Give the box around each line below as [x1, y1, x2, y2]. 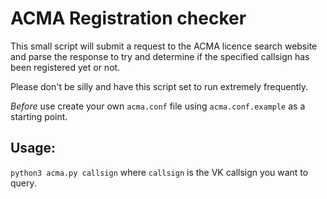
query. [10, 177, 37, 189]
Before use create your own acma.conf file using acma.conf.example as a [10, 100, 306, 112]
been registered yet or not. [10, 61, 121, 73]
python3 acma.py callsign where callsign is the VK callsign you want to [10, 166, 309, 178]
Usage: [10, 140, 57, 157]
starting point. [10, 110, 68, 122]
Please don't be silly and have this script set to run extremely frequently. [10, 80, 308, 92]
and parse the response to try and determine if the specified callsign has [10, 50, 310, 62]
